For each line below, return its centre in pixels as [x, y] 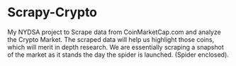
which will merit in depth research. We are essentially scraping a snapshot [116, 47]
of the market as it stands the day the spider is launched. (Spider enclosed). [118, 55]
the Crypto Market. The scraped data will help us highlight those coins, [111, 39]
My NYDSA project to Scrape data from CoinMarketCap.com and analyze [114, 32]
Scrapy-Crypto [52, 12]
